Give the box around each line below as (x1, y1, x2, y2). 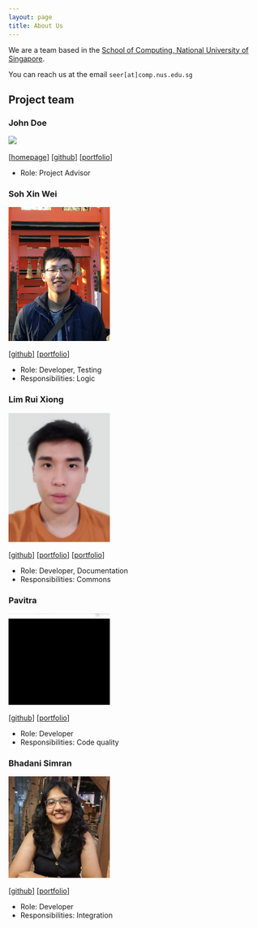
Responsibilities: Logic (19, 373, 96, 383)
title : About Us (8, 21, 63, 30)
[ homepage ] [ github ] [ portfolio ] (8, 153, 114, 162)
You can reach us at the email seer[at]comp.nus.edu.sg (8, 69, 193, 79)
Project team (8, 93, 75, 106)
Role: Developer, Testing (19, 365, 102, 375)
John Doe (8, 117, 47, 128)
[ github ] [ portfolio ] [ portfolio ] (8, 550, 105, 560)
